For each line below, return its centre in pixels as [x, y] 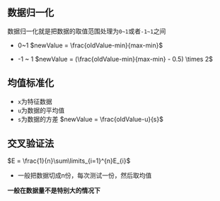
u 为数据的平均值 [41, 110]
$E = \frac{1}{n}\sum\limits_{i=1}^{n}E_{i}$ [69, 161]
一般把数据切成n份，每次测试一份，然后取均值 [85, 176]
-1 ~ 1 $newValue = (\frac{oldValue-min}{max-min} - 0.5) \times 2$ [115, 59]
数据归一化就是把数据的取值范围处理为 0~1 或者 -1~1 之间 [87, 31]
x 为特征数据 [35, 101]
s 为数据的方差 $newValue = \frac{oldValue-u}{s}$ [91, 119]
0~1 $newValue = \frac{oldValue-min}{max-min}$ [90, 45]
